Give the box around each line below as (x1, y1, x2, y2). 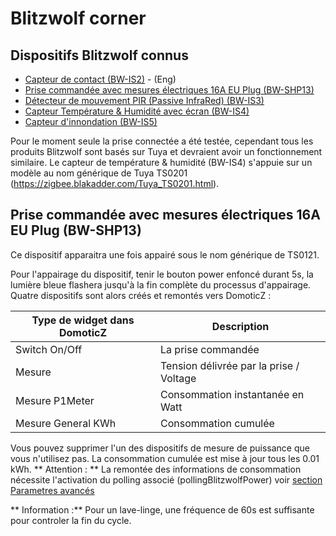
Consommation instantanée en (160, 387, 305, 401)
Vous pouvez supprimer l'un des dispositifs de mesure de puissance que (10, 442, 310, 454)
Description (211, 319, 270, 333)
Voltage (160, 371, 197, 385)
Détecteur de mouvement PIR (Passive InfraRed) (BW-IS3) (24, 95, 265, 106)
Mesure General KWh (15, 416, 117, 430)
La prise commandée (160, 342, 260, 356)
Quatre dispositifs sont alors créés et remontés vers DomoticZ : (10, 289, 272, 301)
